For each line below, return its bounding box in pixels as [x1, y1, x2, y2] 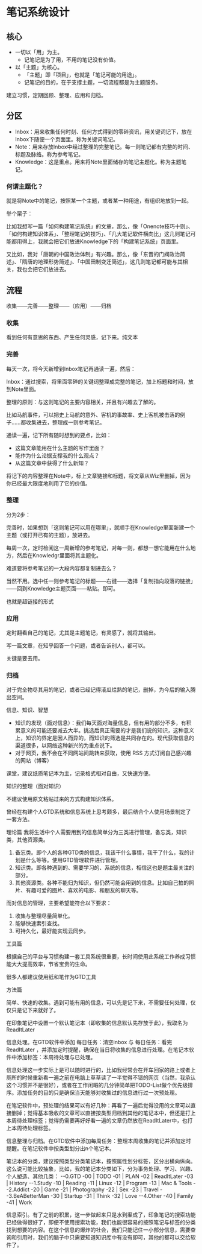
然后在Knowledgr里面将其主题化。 [16, 551, 102, 559]
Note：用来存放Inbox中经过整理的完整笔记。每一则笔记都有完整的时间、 [14, 143, 194, 150]
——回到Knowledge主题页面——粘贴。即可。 [6, 584, 119, 592]
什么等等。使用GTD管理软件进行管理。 [25, 857, 121, 864]
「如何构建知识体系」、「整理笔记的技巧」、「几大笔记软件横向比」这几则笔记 [6, 230, 191, 238]
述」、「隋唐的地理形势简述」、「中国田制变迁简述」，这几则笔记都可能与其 [6, 258, 183, 265]
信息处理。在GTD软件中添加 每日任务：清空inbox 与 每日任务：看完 [6, 1039, 173, 1046]
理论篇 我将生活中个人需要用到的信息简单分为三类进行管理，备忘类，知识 [6, 829, 187, 836]
